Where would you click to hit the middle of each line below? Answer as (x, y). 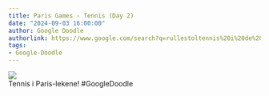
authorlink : (28, 38)
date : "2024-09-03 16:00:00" (57, 23)
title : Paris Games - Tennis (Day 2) (71, 16)
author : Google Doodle (46, 30)
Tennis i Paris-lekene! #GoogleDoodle (71, 84)
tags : (17, 46)
